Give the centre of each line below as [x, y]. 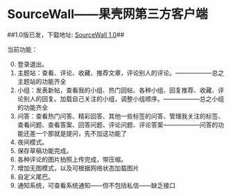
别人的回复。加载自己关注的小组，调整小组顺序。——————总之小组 [123, 98]
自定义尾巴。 [35, 177]
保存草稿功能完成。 [45, 150]
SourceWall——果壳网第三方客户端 [108, 14]
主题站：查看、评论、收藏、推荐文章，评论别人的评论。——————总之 [120, 73]
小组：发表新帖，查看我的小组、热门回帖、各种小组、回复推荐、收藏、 [118, 90]
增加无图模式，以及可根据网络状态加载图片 [78, 168]
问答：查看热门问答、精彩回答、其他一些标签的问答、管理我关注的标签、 [120, 116]
